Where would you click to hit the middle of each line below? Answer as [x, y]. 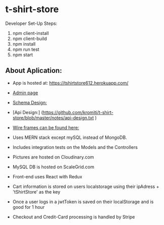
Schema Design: [30, 102]
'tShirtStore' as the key [36, 192]
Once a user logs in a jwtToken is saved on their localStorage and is [83, 202]
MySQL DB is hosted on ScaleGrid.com [53, 167]
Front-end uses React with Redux [47, 176]
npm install [24, 44]
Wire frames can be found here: [46, 127]
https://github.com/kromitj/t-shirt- [78, 112]
